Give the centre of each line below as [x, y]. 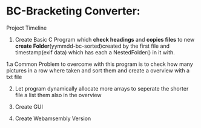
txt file [14, 77]
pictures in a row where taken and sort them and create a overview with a [98, 70]
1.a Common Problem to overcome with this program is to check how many [100, 64]
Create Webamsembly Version [53, 118]
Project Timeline [27, 28]
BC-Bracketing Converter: [73, 11]
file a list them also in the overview [58, 95]
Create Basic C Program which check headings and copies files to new [105, 39]
